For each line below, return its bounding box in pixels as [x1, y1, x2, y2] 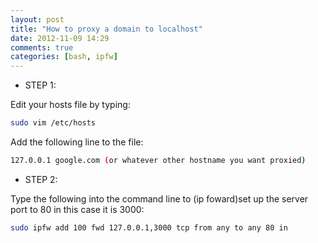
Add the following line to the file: [10, 136, 144, 148]
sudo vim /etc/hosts [10, 118, 97, 128]
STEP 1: [24, 79, 57, 91]
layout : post [10, 14, 65, 25]
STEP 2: [24, 173, 58, 185]
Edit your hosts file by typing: [10, 99, 131, 111]
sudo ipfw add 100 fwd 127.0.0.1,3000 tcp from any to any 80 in [10, 222, 288, 233]
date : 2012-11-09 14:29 [10, 33, 110, 43]
